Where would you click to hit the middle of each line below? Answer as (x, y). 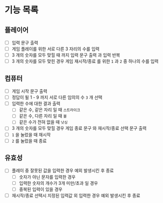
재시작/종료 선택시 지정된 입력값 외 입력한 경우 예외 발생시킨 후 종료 (76, 195)
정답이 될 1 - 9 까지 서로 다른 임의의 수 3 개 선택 (57, 97)
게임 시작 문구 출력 (29, 91)
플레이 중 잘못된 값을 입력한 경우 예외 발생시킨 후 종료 (63, 170)
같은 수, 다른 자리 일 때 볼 (43, 116)
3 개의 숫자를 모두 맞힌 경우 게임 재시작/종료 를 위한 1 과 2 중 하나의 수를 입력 (85, 61)
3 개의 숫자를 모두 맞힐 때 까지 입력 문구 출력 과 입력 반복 (66, 55)
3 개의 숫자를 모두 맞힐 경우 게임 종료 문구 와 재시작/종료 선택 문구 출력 (79, 128)
